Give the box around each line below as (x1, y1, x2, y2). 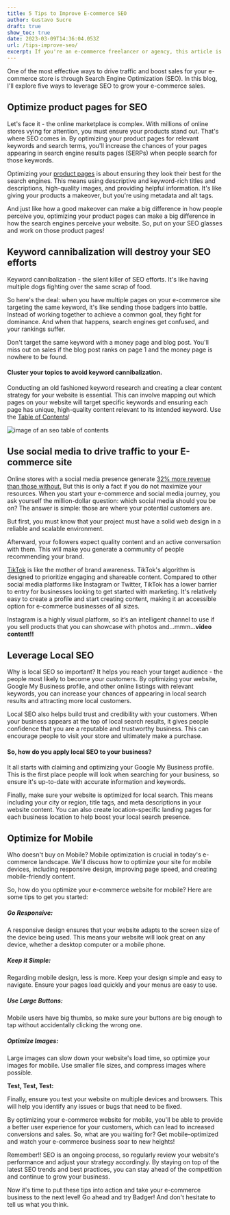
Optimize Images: (7, 1036, 59, 1045)
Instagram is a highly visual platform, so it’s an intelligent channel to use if (7, 615, 215, 624)
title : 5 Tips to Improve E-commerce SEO (7, 10, 127, 17)
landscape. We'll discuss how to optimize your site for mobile (38, 858, 212, 866)
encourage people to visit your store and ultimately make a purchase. (7, 732, 203, 740)
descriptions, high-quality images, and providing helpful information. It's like (7, 184, 222, 192)
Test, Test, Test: (7, 1082, 54, 1090)
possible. (7, 1068, 33, 1077)
